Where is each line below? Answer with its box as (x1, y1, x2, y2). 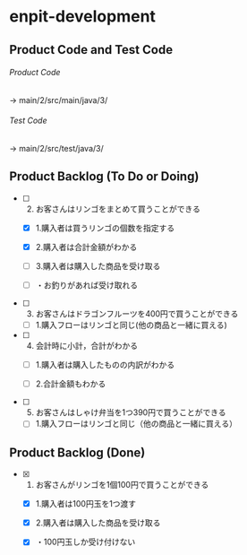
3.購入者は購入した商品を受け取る (35, 260, 161, 271)
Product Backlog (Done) (9, 445, 146, 460)
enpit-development (9, 6, 157, 27)
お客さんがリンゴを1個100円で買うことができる (35, 480, 209, 490)
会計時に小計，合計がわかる (35, 341, 139, 351)
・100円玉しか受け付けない (35, 536, 136, 548)
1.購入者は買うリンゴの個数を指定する (35, 222, 175, 233)
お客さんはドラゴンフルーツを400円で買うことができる (35, 308, 239, 319)
